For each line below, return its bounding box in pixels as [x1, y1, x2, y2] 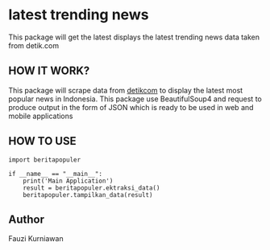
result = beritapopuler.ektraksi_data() [23, 183, 160, 192]
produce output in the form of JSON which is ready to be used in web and [8, 102, 254, 112]
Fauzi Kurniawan [8, 234, 64, 244]
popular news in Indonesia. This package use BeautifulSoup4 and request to [8, 94, 262, 104]
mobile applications [8, 111, 73, 121]
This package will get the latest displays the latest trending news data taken [8, 32, 260, 42]
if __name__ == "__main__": [8, 170, 103, 178]
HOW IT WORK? [8, 64, 90, 78]
